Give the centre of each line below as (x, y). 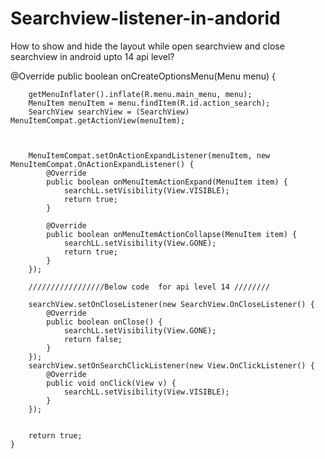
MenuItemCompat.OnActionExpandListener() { (102, 164)
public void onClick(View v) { (111, 383)
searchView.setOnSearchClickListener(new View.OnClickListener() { (171, 365)
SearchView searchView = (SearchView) (109, 112)
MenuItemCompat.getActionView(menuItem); (98, 120)
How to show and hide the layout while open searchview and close (147, 46)
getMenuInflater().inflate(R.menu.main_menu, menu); (140, 94)
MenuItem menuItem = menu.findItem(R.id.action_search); (149, 103)
